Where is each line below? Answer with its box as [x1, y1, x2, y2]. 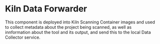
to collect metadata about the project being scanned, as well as [5, 24, 132, 30]
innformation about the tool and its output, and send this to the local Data [5, 29, 151, 35]
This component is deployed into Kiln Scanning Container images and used [5, 19, 155, 25]
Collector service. [5, 34, 41, 40]
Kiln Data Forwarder [5, 3, 87, 14]
